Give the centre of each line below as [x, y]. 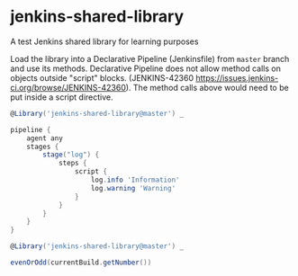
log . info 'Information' [135, 180]
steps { [73, 164]
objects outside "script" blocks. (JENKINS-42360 [102, 77]
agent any [45, 138]
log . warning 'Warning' [133, 188]
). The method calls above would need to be [207, 87]
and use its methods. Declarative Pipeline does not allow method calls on [146, 68]
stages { [43, 147]
